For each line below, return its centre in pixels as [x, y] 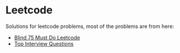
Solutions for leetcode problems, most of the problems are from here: [90, 26]
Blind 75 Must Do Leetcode [47, 37]
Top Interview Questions [44, 44]
